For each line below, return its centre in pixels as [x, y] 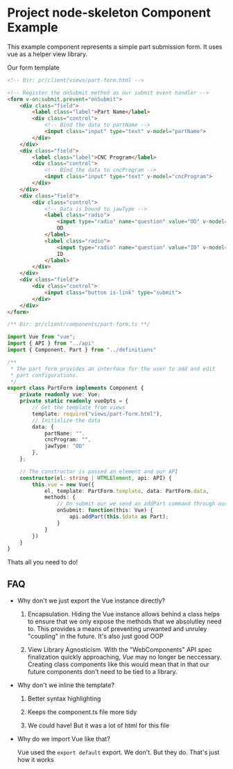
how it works [35, 760]
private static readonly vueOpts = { [74, 401]
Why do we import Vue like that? [64, 739]
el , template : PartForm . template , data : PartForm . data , [127, 491]
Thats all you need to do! [43, 562]
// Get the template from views [79, 408]
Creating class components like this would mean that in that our [119, 664]
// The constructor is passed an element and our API [99, 472]
